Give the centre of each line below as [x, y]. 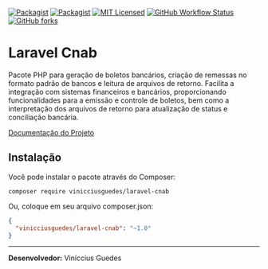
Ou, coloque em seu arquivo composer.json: [81, 206]
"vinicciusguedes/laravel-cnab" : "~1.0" [83, 228]
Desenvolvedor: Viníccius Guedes [65, 258]
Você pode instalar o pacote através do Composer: [92, 177]
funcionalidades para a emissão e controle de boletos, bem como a [119, 100]
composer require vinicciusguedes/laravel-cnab [89, 191]
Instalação [35, 158]
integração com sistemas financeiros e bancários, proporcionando [118, 92]
